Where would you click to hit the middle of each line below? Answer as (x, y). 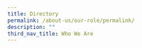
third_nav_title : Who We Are (50, 34)
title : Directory (33, 14)
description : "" (31, 27)
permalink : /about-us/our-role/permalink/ (71, 20)
